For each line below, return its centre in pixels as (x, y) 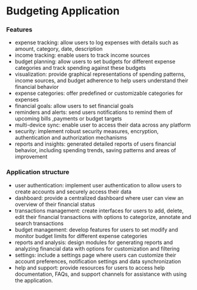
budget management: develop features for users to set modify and (96, 229)
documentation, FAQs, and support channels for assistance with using (101, 274)
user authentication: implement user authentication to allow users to (98, 185)
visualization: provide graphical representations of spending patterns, (100, 74)
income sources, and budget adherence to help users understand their (101, 81)
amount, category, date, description (59, 49)
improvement (31, 157)
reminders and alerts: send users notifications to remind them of (93, 112)
